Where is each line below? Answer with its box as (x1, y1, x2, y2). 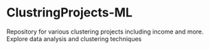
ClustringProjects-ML (6, 5, 133, 21)
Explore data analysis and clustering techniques (6, 34, 142, 42)
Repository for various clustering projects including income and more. (6, 27, 204, 36)
